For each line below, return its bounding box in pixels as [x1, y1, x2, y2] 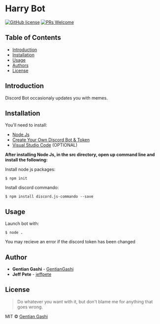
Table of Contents [5, 33, 62, 42]
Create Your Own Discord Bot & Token [12, 137, 90, 143]
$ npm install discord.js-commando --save [5, 194, 94, 199]
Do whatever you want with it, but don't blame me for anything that [17, 298, 153, 304]
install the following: [5, 157, 48, 163]
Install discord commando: [5, 185, 59, 191]
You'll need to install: [5, 122, 48, 128]
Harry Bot [5, 3, 46, 14]
